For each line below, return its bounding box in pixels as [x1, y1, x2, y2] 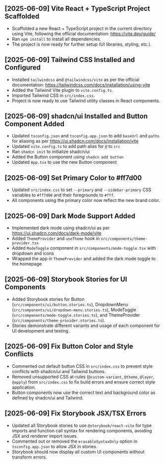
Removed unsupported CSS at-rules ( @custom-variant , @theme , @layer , [11, 374, 155, 380]
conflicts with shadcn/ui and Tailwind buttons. [11, 368, 106, 374]
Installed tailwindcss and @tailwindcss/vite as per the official [11, 76, 140, 82]
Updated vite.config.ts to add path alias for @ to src [11, 143, 121, 149]
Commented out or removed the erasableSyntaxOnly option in [11, 438, 138, 444]
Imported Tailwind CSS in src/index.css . [11, 92, 95, 98]
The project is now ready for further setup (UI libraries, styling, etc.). [11, 41, 152, 47]
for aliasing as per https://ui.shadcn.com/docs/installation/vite [11, 138, 139, 144]
